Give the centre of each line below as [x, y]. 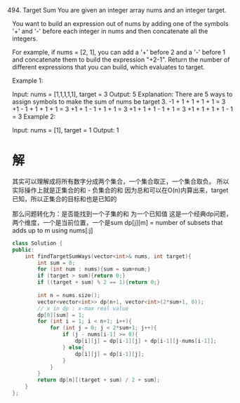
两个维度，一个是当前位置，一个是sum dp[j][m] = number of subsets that [118, 222]
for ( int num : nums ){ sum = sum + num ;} [94, 269]
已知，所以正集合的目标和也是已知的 [65, 198]
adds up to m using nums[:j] [53, 230]
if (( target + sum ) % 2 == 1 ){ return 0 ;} [99, 282]
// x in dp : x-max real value [83, 308]
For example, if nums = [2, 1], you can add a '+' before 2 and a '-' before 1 [119, 52]
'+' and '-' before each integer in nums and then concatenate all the [110, 31]
